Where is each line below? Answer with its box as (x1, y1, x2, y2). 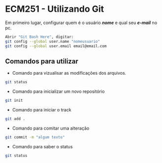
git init (5, 98, 23, 103)
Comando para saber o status (12, 143, 73, 149)
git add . (5, 116, 26, 121)
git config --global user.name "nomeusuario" (5, 39, 100, 44)
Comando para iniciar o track (12, 107, 71, 113)
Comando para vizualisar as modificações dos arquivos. (12, 70, 127, 76)
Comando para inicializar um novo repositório (12, 88, 105, 94)
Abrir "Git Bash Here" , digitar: (5, 34, 74, 39)
